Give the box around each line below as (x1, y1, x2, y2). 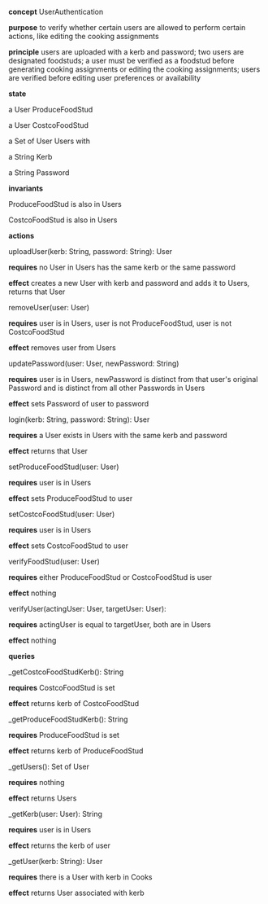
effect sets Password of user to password (8, 399, 149, 408)
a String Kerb (8, 152, 53, 161)
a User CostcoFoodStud (8, 121, 89, 129)
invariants (8, 183, 43, 193)
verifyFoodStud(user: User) (8, 557, 100, 566)
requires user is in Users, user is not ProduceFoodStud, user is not (8, 318, 232, 328)
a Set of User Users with (8, 136, 91, 146)
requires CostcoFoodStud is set (8, 683, 115, 692)
